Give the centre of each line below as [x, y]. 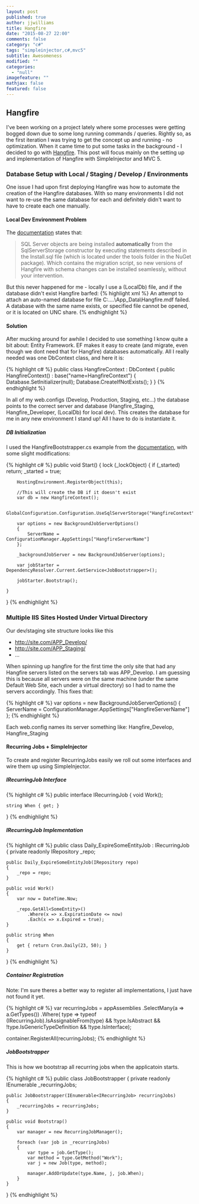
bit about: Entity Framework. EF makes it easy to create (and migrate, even [97, 345]
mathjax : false [25, 84]
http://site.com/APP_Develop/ [51, 642]
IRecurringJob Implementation [45, 830]
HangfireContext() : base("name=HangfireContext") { [71, 376]
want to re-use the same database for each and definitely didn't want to [94, 199]
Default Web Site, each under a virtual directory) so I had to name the [91, 685]
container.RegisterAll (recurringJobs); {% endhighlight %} [76, 1038]
